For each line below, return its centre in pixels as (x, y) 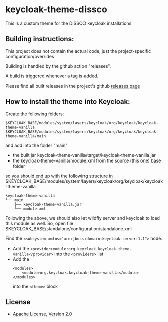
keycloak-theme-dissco (56, 9)
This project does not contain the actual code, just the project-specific (78, 51)
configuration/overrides (30, 56)
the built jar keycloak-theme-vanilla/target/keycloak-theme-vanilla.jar (84, 155)
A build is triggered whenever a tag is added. (52, 76)
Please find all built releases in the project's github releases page (73, 86)
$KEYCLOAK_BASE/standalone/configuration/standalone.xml (68, 229)
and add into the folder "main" (36, 145)
